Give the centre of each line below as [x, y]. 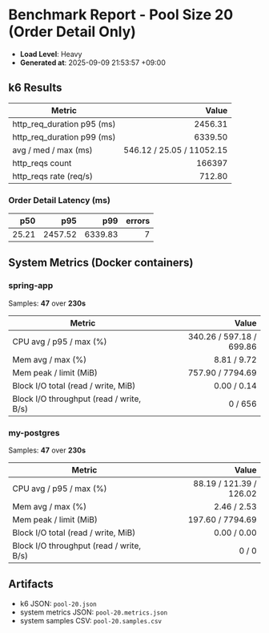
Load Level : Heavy [51, 54]
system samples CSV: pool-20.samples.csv [91, 620]
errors [138, 221]
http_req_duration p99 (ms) [64, 136]
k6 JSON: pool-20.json [58, 603]
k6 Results [35, 88]
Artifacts [31, 584]
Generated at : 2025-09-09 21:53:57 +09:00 [92, 63]
